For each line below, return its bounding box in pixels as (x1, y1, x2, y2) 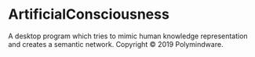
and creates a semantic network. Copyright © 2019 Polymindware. (8, 39, 224, 48)
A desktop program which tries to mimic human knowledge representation (8, 31, 249, 41)
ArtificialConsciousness (8, 5, 170, 23)
